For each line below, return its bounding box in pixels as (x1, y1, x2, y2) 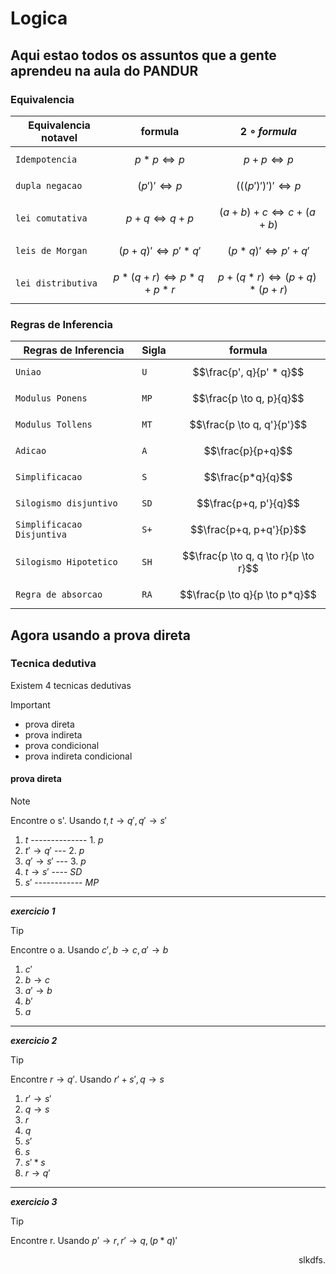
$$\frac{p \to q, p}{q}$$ (192, 392, 305, 406)
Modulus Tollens (15, 419, 93, 431)
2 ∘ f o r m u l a (239, 124, 297, 138)
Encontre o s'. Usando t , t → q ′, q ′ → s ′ (10, 815, 167, 827)
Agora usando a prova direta (10, 627, 191, 644)
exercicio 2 (10, 1035, 58, 1047)
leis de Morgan (15, 245, 88, 256)
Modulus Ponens (15, 393, 88, 404)
